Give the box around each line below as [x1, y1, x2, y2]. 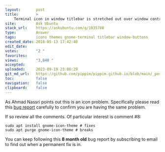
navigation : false [5, 80, 48, 85]
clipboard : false [5, 85, 48, 90]
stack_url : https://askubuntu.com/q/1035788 [5, 26, 105, 31]
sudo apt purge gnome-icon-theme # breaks [5, 127, 93, 132]
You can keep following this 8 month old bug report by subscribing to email [5, 136, 158, 142]
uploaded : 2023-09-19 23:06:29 [5, 67, 78, 72]
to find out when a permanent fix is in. [5, 141, 82, 147]
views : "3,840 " [5, 58, 54, 63]
